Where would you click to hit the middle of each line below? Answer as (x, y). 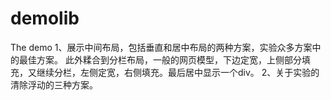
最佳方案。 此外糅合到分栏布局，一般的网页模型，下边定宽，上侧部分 (160, 59)
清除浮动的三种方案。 (54, 84)
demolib (45, 18)
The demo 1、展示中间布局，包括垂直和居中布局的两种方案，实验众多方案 (161, 47)
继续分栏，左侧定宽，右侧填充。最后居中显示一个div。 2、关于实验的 (178, 72)
